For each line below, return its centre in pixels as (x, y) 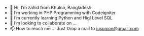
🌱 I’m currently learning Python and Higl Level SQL (61, 18)
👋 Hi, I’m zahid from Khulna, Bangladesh (51, 8)
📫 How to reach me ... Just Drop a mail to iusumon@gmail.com (74, 28)
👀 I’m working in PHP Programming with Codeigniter (63, 13)
